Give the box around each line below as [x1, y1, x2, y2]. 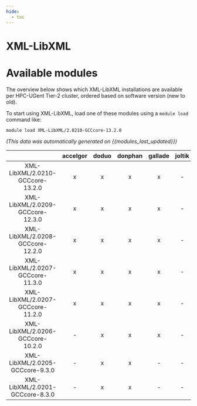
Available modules [6, 66, 98, 79]
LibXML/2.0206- [9, 327, 57, 335]
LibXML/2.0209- [9, 201, 57, 209]
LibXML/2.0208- [9, 232, 57, 240]
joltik [175, 151, 189, 159]
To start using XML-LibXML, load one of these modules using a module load [6, 109, 189, 117]
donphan [117, 151, 143, 159]
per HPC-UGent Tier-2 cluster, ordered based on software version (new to [6, 92, 186, 99]
